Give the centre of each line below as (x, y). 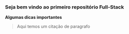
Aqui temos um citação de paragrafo (54, 26)
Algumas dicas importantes (33, 17)
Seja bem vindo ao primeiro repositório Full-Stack (64, 7)
